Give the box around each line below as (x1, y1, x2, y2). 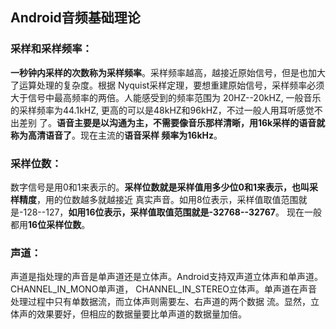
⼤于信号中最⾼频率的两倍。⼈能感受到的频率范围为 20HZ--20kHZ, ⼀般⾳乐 (10, 91, 322, 103)
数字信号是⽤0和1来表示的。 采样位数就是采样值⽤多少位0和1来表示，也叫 (10, 181, 310, 193)
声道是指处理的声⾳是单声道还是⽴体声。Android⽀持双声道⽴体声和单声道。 (10, 271, 323, 283)
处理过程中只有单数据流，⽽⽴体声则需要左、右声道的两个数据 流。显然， (10, 296, 311, 308)
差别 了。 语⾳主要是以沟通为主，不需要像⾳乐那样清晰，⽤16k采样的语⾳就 (18, 116, 326, 128)
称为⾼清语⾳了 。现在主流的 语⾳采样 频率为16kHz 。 (10, 129, 223, 141)
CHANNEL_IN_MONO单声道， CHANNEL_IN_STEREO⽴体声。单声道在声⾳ (10, 283, 318, 295)
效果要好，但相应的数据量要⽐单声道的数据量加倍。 (36, 308, 247, 320)
